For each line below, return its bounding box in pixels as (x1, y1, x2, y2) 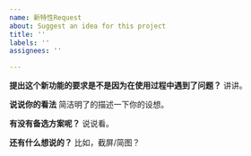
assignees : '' (9, 47, 63, 56)
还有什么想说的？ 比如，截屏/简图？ (9, 137, 141, 148)
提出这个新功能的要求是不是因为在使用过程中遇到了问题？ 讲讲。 (9, 80, 247, 91)
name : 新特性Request (9, 13, 82, 22)
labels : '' (9, 38, 50, 48)
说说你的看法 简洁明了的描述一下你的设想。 (9, 100, 169, 110)
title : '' (9, 30, 47, 39)
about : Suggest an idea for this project (9, 22, 167, 30)
